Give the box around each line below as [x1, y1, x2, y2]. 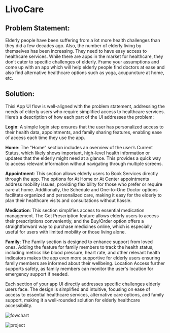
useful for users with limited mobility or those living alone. [5, 228, 126, 235]
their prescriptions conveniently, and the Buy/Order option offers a [5, 218, 144, 224]
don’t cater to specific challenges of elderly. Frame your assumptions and [5, 59, 159, 64]
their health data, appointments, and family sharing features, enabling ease [5, 129, 162, 135]
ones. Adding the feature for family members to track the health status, [5, 244, 154, 250]
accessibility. [5, 302, 33, 308]
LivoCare [5, 4, 44, 15]
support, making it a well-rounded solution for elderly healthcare [5, 297, 141, 303]
